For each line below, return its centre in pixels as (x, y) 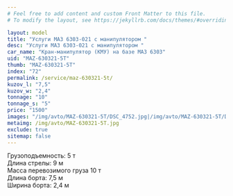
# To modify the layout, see (49, 20)
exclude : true (28, 129)
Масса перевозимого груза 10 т (54, 170)
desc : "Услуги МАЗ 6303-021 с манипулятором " (76, 46)
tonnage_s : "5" (29, 104)
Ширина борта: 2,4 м (38, 186)
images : (18, 117)
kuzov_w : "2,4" (29, 91)
